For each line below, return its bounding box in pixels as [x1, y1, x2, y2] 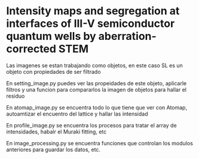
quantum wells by [6, 30, 97, 43]
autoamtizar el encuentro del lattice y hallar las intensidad [6, 110, 148, 117]
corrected [6, 42, 57, 56]
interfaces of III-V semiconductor [6, 17, 175, 30]
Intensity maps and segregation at [6, 4, 180, 18]
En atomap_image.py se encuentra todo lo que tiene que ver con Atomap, [6, 104, 187, 111]
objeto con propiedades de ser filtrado [6, 68, 101, 75]
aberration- [98, 30, 157, 43]
